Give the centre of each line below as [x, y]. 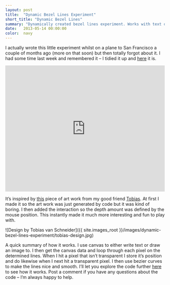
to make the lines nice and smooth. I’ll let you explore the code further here [83, 266]
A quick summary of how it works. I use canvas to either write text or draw [83, 245]
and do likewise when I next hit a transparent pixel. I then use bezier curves [84, 261]
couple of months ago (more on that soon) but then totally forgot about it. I [83, 53]
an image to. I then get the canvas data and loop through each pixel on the [83, 250]
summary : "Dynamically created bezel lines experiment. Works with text [83, 24]
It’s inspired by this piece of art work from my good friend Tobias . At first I [82, 199]
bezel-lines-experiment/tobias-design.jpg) [49, 235]
